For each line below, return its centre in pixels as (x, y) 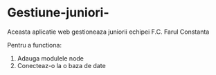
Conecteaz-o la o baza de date (61, 65)
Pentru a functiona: (35, 45)
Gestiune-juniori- (58, 13)
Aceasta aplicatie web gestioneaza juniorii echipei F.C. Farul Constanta (108, 32)
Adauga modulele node (51, 58)
